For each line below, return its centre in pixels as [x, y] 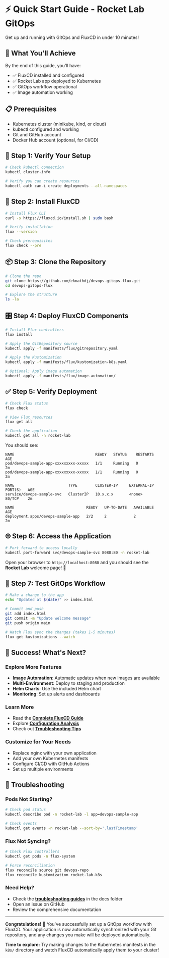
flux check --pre [23, 246]
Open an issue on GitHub [38, 904]
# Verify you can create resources [43, 181]
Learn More [20, 707]
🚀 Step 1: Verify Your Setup [48, 156]
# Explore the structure [31, 295]
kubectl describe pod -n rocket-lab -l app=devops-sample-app [72, 815]
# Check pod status [26, 810]
